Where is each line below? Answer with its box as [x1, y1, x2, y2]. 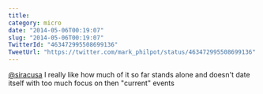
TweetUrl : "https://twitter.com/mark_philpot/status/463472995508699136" [8, 48, 257, 56]
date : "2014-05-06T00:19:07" [8, 26, 104, 34]
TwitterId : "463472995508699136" [8, 41, 118, 49]
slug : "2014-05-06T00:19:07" [8, 33, 104, 42]
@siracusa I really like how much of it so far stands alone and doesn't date [8, 70, 250, 79]
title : [8, 11, 30, 20]
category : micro [8, 19, 62, 27]
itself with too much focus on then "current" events [8, 78, 175, 88]
